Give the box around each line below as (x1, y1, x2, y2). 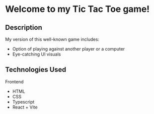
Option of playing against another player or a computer (12, 46, 125, 52)
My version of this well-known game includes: (5, 36, 99, 42)
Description (5, 23, 42, 32)
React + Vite (12, 104, 38, 110)
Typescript (12, 99, 35, 105)
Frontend (5, 78, 24, 85)
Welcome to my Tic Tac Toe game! (5, 3, 150, 15)
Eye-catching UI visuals (12, 51, 61, 57)
